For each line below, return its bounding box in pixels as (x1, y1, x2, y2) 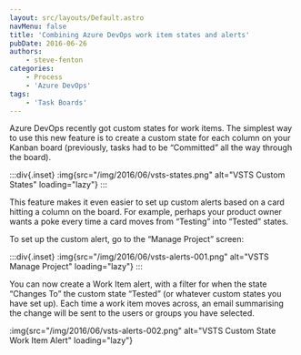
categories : (9, 65, 55, 74)
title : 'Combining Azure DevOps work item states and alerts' (9, 30, 250, 39)
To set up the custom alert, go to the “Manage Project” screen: (9, 234, 245, 245)
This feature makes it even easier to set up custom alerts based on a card (9, 197, 285, 208)
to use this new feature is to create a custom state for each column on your (9, 133, 291, 144)
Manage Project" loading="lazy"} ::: (9, 261, 144, 272)
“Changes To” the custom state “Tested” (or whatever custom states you (9, 289, 282, 299)
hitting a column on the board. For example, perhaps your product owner (9, 207, 282, 218)
